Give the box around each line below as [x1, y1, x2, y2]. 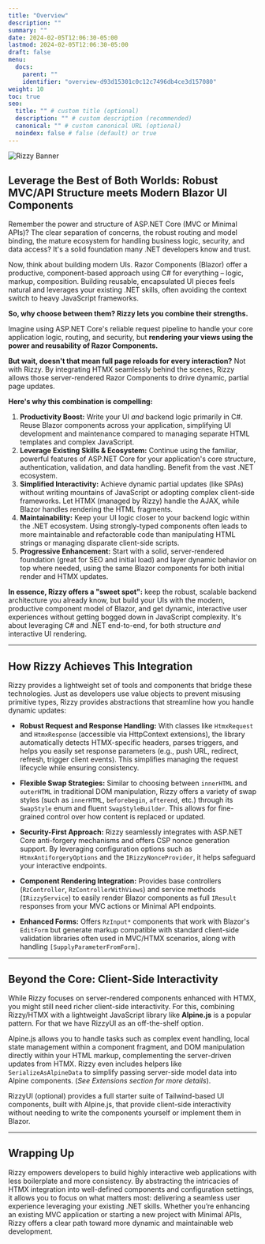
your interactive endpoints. [19, 861, 107, 871]
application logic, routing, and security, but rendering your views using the [8, 333, 254, 342]
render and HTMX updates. [19, 572, 109, 581]
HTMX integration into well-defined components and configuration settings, [8, 1184, 255, 1194]
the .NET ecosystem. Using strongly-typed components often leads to [19, 521, 248, 531]
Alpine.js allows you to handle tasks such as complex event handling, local [8, 1034, 250, 1044]
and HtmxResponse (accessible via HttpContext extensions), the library [19, 729, 246, 739]
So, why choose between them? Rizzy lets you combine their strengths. [8, 309, 248, 319]
